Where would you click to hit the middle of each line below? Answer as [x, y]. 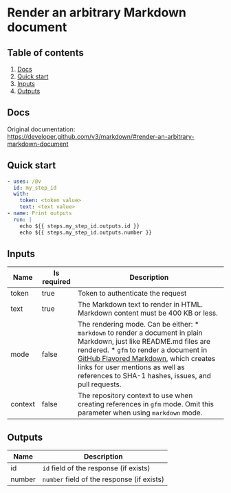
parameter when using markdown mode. [140, 413]
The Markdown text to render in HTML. [141, 305]
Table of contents [45, 53]
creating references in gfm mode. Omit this [146, 404]
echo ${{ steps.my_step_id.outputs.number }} [86, 232]
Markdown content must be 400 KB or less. [148, 313]
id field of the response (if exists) [96, 468]
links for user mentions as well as [131, 367]
